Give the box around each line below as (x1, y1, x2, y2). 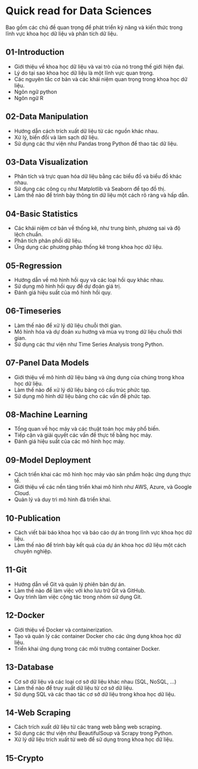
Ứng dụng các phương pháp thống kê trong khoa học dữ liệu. (14, 243, 163, 251)
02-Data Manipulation (5, 111, 89, 122)
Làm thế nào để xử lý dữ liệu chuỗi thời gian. (14, 322, 122, 329)
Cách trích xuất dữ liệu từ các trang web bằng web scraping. (14, 723, 162, 730)
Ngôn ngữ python (14, 88, 57, 95)
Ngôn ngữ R (14, 94, 44, 101)
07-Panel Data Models (5, 358, 89, 368)
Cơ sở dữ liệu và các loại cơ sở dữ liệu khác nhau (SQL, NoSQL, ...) (14, 678, 177, 685)
